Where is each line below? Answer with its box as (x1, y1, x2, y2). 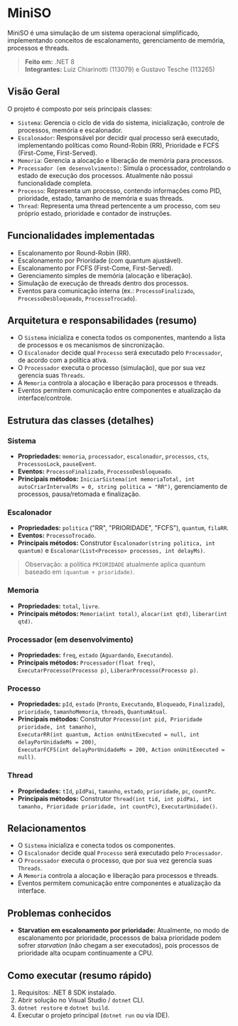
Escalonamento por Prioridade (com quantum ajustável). (17, 256, 183, 265)
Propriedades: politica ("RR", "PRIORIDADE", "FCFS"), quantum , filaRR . (17, 524, 229, 532)
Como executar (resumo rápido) (7, 969, 152, 981)
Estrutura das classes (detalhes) (7, 414, 154, 426)
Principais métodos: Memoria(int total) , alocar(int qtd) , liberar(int (17, 609, 227, 618)
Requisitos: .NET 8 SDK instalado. (17, 988, 117, 997)
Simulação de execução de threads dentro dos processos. (17, 279, 189, 287)
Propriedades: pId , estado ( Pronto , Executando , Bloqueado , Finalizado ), (17, 699, 225, 709)
